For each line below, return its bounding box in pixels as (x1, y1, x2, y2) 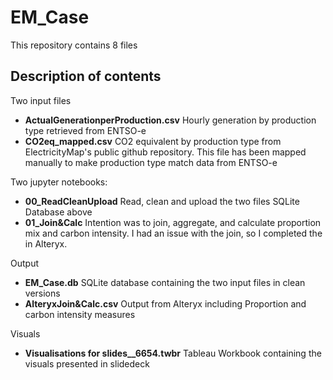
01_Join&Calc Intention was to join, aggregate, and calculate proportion (24, 216, 322, 228)
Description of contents (10, 68, 162, 85)
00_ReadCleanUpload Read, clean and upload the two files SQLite (24, 195, 300, 207)
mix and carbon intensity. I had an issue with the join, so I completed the (24, 227, 323, 239)
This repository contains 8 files (10, 39, 138, 51)
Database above (24, 206, 93, 218)
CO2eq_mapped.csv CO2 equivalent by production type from (24, 135, 282, 147)
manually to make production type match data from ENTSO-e (24, 156, 278, 168)
